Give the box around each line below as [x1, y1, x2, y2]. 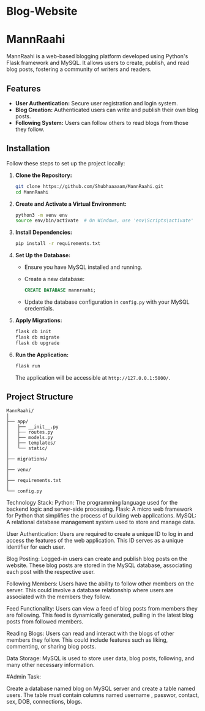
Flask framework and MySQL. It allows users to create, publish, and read [6, 59, 190, 67]
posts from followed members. [6, 618, 84, 625]
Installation [6, 143, 50, 154]
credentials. [24, 305, 54, 312]
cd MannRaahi [15, 189, 49, 195]
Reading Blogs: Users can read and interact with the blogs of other [6, 630, 174, 638]
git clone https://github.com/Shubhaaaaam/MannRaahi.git [15, 183, 164, 189]
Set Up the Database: [15, 252, 71, 259]
